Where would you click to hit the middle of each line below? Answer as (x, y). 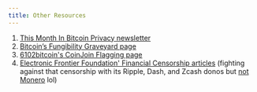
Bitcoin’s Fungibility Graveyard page (78, 46)
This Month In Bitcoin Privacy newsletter (85, 38)
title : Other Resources (47, 15)
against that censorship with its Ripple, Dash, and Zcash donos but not (134, 71)
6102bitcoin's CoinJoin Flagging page (81, 54)
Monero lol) (38, 79)
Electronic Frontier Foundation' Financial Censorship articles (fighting (132, 63)
